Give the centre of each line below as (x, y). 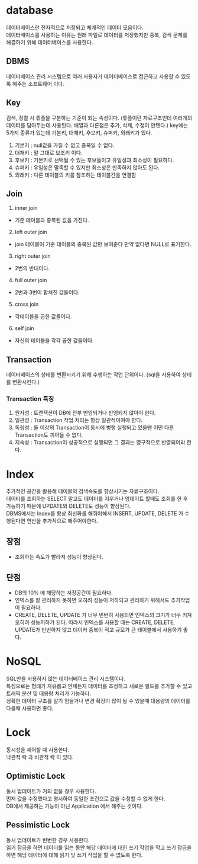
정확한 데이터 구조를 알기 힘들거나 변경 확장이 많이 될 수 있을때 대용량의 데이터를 (98, 700)
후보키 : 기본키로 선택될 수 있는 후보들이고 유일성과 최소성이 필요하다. (94, 160)
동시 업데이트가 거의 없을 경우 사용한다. (51, 791)
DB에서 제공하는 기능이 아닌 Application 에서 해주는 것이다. (74, 806)
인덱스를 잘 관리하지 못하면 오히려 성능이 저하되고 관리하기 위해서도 (92, 600)
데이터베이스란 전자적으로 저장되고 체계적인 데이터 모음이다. (75, 27)
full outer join (31, 280)
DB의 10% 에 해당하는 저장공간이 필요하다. (64, 593)
